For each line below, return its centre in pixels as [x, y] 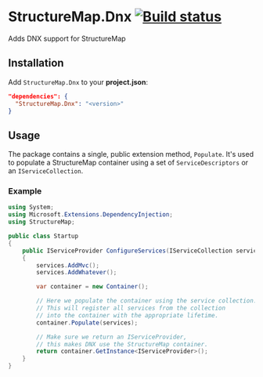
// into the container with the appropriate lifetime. [128, 315]
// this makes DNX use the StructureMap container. [122, 344]
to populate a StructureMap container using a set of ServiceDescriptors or [128, 163]
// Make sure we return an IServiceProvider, [112, 337]
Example [25, 191]
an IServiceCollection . [46, 171]
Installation [36, 63]
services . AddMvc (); [68, 265]
